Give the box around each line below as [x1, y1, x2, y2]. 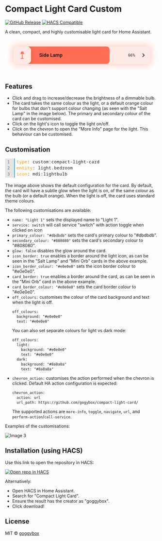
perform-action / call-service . [12, 414, 72, 420]
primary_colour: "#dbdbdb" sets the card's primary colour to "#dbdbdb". [12, 232, 158, 238]
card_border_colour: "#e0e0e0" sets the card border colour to [12, 284, 136, 290]
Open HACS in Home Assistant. [12, 488, 75, 493]
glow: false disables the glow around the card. [12, 248, 107, 254]
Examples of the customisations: [5, 423, 70, 429]
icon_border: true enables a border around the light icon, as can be [12, 253, 149, 259]
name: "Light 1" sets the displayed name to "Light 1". [12, 217, 119, 223]
